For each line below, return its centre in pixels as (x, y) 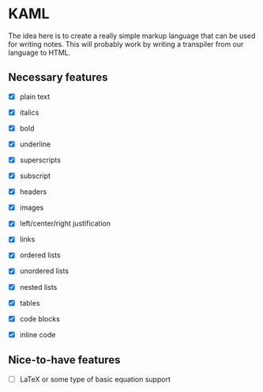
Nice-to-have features (64, 360)
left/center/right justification (65, 223)
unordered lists (44, 271)
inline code (38, 334)
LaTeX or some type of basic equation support (95, 379)
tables (30, 303)
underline (35, 144)
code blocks (40, 318)
